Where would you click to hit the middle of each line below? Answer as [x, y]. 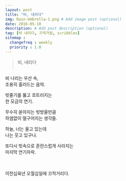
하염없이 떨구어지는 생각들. [31, 118]
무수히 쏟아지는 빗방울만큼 [31, 112]
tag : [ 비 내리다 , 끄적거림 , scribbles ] [42, 33]
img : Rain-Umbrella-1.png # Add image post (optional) [63, 19]
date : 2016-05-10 [23, 24]
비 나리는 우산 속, [22, 78]
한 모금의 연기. [19, 101]
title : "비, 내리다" [24, 15]
